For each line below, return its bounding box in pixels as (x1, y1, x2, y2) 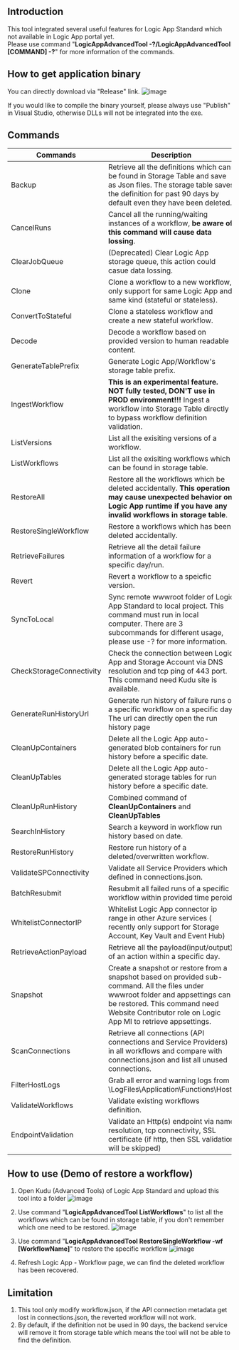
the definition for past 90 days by (107, 189, 219, 199)
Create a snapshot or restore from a (107, 963, 228, 973)
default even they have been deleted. (107, 198, 233, 208)
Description (151, 150, 192, 160)
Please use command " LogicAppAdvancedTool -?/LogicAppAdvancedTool (7, 39, 231, 49)
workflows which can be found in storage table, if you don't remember (17, 1216, 225, 1224)
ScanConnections (11, 1046, 71, 1056)
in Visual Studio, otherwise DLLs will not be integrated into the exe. (7, 108, 203, 117)
